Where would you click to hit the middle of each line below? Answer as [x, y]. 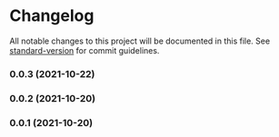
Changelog [52, 16]
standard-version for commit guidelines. [85, 50]
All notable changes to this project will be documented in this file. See [140, 41]
